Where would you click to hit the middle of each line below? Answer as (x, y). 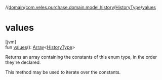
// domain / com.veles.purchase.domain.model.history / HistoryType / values (80, 7)
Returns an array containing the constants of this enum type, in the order (81, 57)
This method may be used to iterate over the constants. (63, 72)
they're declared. (23, 62)
